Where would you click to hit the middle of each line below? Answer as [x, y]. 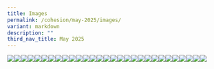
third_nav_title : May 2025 [46, 39]
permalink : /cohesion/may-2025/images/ [64, 20]
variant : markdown [33, 26]
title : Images [28, 13]
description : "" [30, 33]
